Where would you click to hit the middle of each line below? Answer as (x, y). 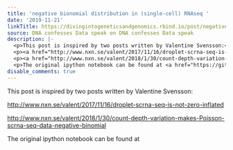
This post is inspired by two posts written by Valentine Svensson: (100, 91)
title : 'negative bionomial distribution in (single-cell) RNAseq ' (108, 13)
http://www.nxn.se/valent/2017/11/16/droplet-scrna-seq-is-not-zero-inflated (115, 104)
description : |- (31, 39)
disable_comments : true (42, 71)
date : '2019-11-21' (35, 20)
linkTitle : (23, 26)
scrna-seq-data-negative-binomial (57, 125)
